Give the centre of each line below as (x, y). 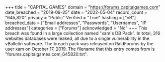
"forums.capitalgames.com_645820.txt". (46, 54)
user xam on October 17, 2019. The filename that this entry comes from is (80, 49)
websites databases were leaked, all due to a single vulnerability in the (77, 38)
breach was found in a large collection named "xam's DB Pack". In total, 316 (83, 33)
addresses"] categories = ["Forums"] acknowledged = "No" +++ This (76, 28)
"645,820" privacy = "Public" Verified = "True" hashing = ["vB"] (71, 17)
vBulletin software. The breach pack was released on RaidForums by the (80, 44)
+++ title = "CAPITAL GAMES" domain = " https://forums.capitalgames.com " (83, 7)
